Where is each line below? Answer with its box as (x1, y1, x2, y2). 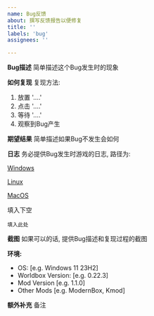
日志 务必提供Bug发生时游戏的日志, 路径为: (7, 150, 131, 158)
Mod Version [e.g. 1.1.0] (17, 279, 86, 287)
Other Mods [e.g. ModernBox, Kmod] (17, 286, 125, 295)
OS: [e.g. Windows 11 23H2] (17, 264, 98, 272)
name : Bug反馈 (7, 10, 47, 18)
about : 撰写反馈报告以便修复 (7, 17, 82, 24)
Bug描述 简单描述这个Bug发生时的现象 (7, 63, 119, 71)
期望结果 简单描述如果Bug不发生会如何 (7, 135, 120, 144)
